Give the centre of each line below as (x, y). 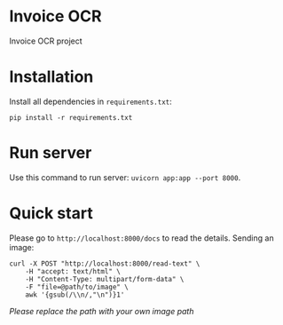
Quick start (51, 213)
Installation (51, 77)
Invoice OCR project (46, 41)
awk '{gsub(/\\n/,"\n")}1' (75, 295)
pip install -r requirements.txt (71, 117)
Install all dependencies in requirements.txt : (91, 101)
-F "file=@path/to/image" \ (77, 287)
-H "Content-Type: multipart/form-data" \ (105, 279)
